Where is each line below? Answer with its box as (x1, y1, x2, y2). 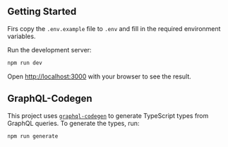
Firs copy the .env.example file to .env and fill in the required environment (7, 24, 221, 33)
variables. (7, 32, 36, 40)
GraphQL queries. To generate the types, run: (7, 119, 140, 127)
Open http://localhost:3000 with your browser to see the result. (7, 72, 192, 81)
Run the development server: (7, 45, 92, 54)
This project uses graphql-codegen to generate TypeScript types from (7, 111, 209, 119)
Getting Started (7, 6, 77, 18)
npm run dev (7, 59, 42, 66)
